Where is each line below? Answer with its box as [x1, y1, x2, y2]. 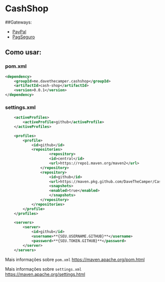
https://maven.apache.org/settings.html [5, 271, 85, 277]
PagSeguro [12, 34, 35, 40]
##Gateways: [5, 19, 32, 25]
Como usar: [5, 48, 42, 56]
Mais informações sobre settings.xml [5, 266, 82, 272]
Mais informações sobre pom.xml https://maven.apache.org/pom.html [5, 256, 145, 262]
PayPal [12, 28, 27, 34]
